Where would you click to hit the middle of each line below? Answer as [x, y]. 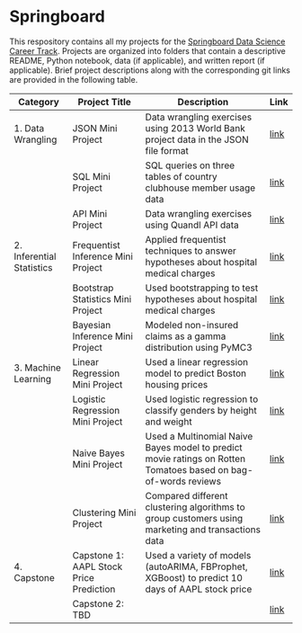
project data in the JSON [197, 139]
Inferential [35, 256]
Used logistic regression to [202, 399]
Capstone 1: [98, 555]
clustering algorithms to [195, 507]
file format [167, 150]
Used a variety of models [198, 555]
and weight [169, 422]
